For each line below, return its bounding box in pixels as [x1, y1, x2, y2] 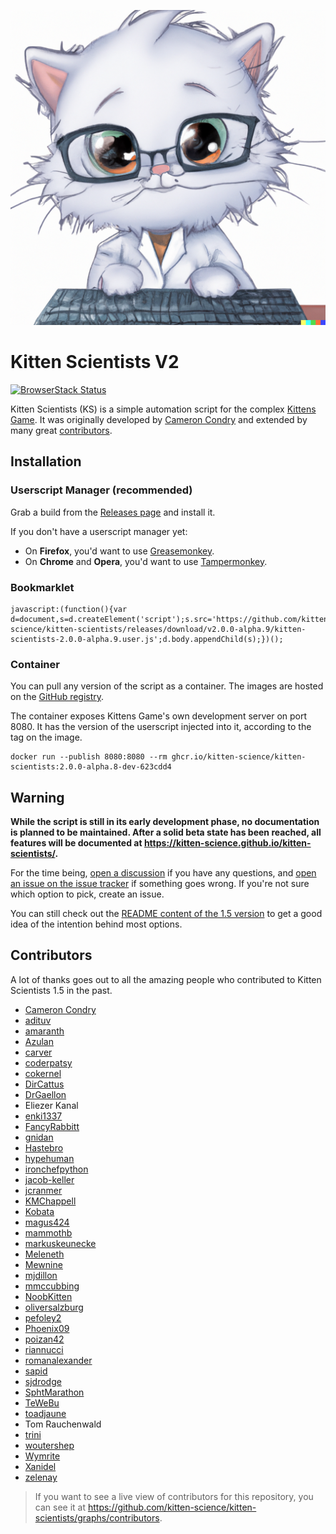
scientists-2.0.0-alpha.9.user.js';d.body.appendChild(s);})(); [10, 634, 284, 644]
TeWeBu [24, 1396, 60, 1409]
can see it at [34, 1501, 87, 1513]
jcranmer [24, 1184, 63, 1196]
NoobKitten [24, 1290, 73, 1302]
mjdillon [24, 1269, 58, 1281]
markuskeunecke [24, 1237, 97, 1249]
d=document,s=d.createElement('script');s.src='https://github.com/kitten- [10, 614, 333, 624]
